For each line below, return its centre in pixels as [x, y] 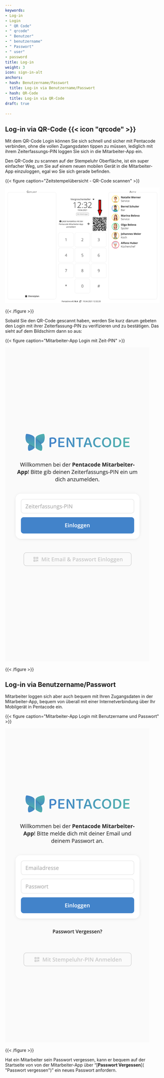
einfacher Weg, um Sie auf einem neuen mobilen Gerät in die [66, 166]
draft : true [17, 104]
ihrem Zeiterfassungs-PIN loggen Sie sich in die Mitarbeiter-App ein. [74, 152]
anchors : [14, 78]
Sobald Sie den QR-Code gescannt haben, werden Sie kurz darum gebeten [81, 320]
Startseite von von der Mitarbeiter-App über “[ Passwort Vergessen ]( [75, 1065]
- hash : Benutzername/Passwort [37, 83]
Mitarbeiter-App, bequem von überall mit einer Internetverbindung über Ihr [80, 702]
